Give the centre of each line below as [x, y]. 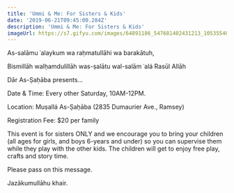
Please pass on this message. [50, 170]
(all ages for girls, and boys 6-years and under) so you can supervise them [115, 141]
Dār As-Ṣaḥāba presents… [45, 80]
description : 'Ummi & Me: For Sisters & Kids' [76, 26]
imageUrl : [22, 33]
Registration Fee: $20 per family [53, 121]
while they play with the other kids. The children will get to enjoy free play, [114, 149]
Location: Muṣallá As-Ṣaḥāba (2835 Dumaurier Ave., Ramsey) [96, 107]
